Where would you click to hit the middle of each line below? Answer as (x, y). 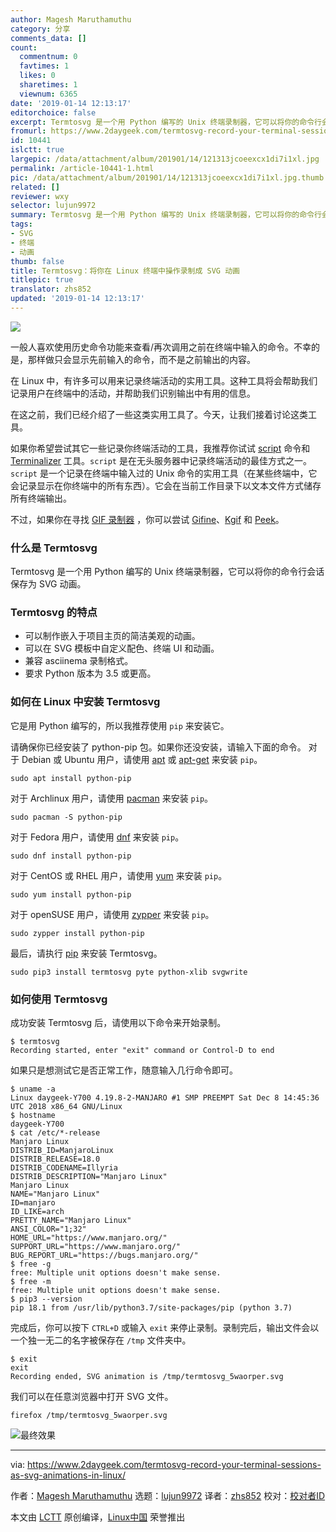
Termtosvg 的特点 (54, 613)
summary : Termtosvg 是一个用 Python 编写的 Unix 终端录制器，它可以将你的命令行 (166, 215)
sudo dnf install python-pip (71, 856)
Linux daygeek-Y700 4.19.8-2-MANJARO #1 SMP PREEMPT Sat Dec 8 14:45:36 (165, 1098)
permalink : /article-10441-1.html (82, 168)
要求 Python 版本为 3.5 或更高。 (90, 673)
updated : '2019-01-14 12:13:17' (77, 299)
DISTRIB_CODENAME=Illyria (64, 1168)
